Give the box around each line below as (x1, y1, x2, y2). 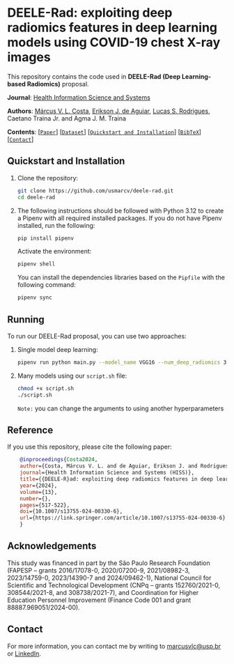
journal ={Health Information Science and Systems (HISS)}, (19, 469, 195, 477)
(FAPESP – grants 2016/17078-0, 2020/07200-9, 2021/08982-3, (7, 566, 190, 574)
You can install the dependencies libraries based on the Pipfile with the (17, 273, 225, 281)
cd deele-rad (17, 194, 56, 201)
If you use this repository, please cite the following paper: (7, 442, 172, 451)
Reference (7, 424, 54, 436)
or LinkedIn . (7, 649, 42, 658)
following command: (17, 281, 77, 289)
